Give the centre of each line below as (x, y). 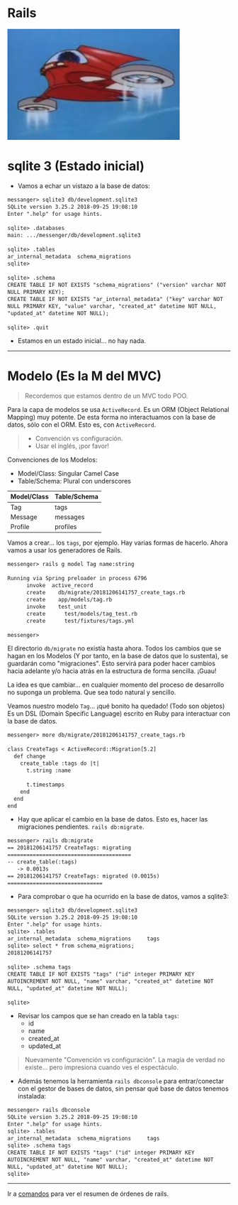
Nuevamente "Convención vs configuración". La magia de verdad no (125, 1059)
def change (30, 756)
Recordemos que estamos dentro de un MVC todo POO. (106, 396)
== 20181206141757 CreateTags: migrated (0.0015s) (84, 876)
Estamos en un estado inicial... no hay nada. (82, 340)
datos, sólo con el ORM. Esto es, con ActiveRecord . (82, 425)
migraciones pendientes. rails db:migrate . (81, 827)
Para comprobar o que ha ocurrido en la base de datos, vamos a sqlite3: (123, 896)
